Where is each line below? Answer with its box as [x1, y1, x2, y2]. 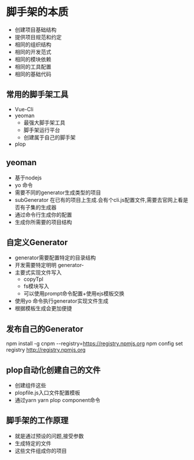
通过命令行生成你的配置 [14, 211, 72, 218]
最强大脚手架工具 [23, 119, 66, 126]
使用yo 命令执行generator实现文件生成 [14, 297, 109, 305]
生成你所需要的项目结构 [14, 218, 72, 226]
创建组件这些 [14, 382, 46, 388]
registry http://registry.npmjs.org [6, 346, 86, 353]
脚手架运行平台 [23, 126, 60, 133]
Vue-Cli [14, 105, 34, 112]
